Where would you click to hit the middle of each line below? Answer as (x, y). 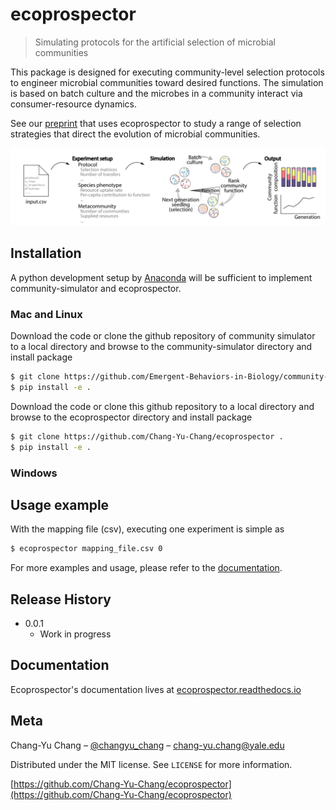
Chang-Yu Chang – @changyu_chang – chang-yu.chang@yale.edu (147, 745)
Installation (46, 253)
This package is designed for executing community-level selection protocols (167, 72)
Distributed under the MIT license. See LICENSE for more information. (151, 764)
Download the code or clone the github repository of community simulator (163, 336)
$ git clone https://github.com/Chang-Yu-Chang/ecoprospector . (147, 436)
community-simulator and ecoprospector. (96, 288)
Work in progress (75, 634)
